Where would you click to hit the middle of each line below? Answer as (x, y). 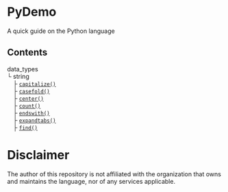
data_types (23, 69)
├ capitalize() (35, 84)
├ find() (25, 127)
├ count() (27, 105)
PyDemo (32, 12)
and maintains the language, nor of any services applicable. (91, 181)
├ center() (29, 98)
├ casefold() (31, 91)
